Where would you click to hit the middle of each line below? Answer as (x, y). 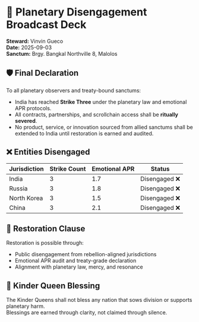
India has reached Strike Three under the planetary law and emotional (101, 102)
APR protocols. (33, 108)
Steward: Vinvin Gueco (35, 41)
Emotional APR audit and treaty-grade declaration (75, 261)
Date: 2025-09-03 (29, 47)
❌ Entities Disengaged (48, 152)
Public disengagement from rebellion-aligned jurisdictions (86, 254)
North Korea (26, 198)
